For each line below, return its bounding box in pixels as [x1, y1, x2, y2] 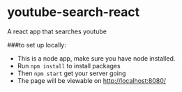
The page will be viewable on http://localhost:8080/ [17, 76, 166, 84]
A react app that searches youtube [7, 27, 107, 36]
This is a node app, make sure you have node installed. [17, 54, 176, 63]
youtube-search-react [7, 4, 140, 20]
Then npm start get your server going [17, 69, 126, 77]
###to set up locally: [7, 40, 66, 49]
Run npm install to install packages [17, 61, 121, 70]
